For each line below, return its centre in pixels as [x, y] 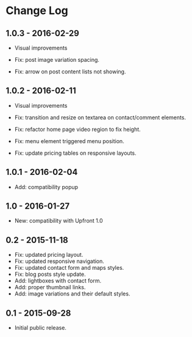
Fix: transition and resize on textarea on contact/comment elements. [100, 117]
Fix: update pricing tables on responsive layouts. [75, 153]
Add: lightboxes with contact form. [58, 281]
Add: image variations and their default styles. [72, 294]
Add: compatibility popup [46, 187]
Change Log [37, 11]
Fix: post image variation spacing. [57, 60]
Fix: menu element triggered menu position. [69, 141]
